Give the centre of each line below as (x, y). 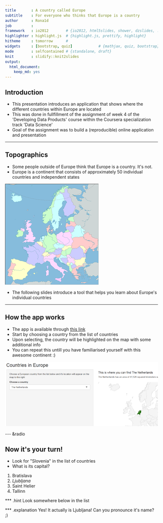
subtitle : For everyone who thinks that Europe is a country (72, 15)
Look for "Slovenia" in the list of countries (54, 461)
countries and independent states (46, 177)
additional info (26, 345)
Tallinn (19, 491)
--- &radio (15, 434)
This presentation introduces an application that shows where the (77, 104)
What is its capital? (31, 466)
